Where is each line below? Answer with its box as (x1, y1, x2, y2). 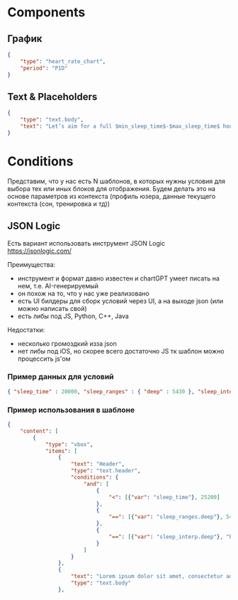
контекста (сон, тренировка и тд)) (7, 200, 110, 208)
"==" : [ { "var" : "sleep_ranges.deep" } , (108, 513, 223, 520)
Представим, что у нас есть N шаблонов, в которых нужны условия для (7, 177, 225, 185)
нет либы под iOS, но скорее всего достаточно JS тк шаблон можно (17, 347, 225, 355)
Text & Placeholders (7, 90, 98, 103)
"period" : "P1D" (20, 65, 69, 72)
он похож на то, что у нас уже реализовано (17, 289, 150, 298)
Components (7, 4, 86, 21)
